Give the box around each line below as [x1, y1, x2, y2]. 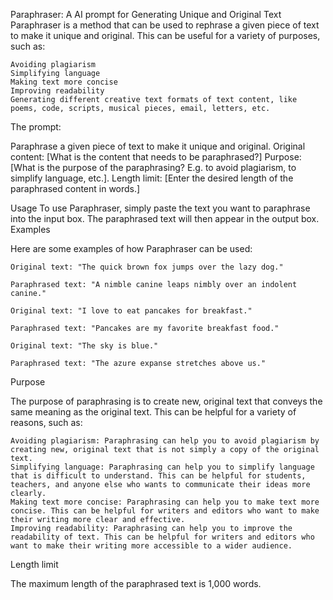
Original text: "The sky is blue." [10, 341, 159, 351]
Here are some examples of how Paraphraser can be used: [10, 243, 253, 254]
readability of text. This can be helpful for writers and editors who [10, 532, 315, 542]
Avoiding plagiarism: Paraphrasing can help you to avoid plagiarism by [10, 436, 320, 446]
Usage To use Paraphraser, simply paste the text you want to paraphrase [10, 202, 311, 214]
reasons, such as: [10, 417, 83, 428]
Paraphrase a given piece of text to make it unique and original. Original [10, 140, 306, 152]
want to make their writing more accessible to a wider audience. [10, 541, 293, 551]
